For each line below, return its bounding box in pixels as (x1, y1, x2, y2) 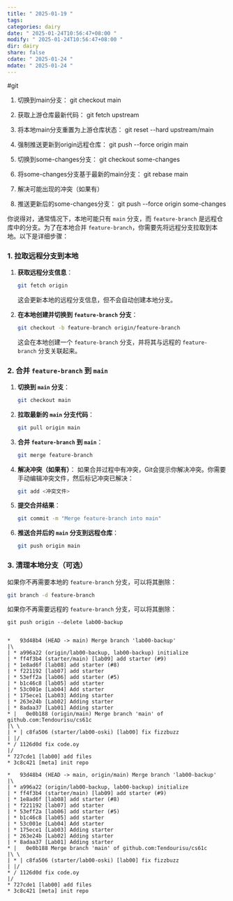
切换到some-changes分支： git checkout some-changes (17, 155, 180, 163)
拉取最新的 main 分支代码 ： (17, 410, 95, 419)
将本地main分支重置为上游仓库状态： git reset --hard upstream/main (17, 125, 214, 133)
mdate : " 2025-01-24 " (7, 62, 73, 69)
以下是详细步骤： (19, 232, 68, 240)
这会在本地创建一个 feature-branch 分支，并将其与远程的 (17, 338, 181, 346)
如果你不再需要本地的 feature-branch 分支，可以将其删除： (7, 577, 177, 586)
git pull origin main (17, 424, 80, 431)
